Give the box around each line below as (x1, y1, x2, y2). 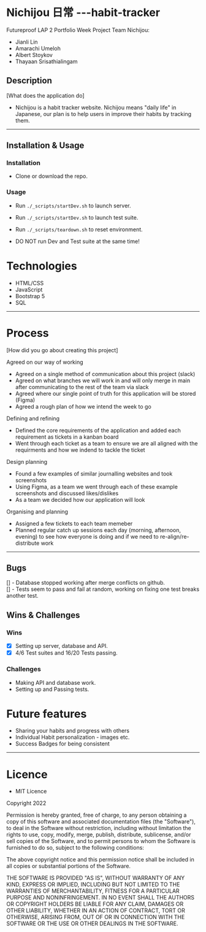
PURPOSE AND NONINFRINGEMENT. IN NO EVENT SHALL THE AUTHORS (6, 894, 195, 901)
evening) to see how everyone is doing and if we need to (15, 533, 159, 540)
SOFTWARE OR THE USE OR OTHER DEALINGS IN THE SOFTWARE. (6, 920, 178, 927)
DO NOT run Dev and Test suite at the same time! (15, 237, 140, 245)
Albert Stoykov (15, 51, 53, 58)
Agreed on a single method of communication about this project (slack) (15, 370, 196, 377)
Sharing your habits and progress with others (15, 727, 130, 734)
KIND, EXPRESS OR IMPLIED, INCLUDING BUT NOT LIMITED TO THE (6, 881, 180, 888)
